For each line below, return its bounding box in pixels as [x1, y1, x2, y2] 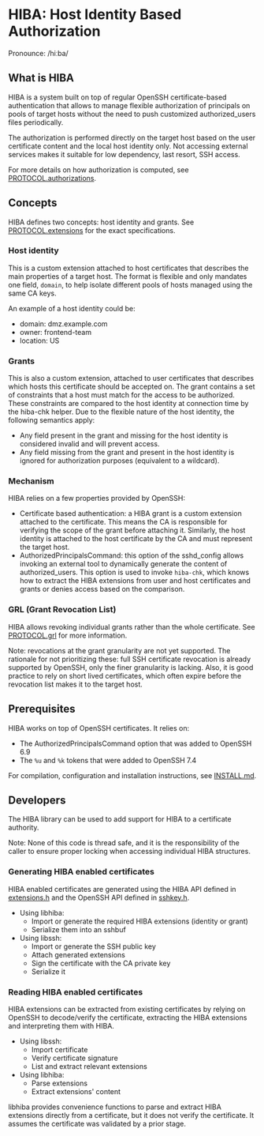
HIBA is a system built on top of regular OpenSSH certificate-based [8, 92, 227, 102]
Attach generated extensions [31, 950, 126, 959]
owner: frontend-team [19, 327, 92, 337]
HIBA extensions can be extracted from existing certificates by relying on [8, 1004, 246, 1014]
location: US [19, 336, 60, 345]
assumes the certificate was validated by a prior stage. [8, 1119, 187, 1128]
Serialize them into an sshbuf [31, 924, 126, 934]
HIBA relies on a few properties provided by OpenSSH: [8, 494, 186, 503]
